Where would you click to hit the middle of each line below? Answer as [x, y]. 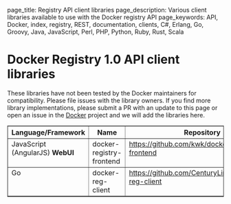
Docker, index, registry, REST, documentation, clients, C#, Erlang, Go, [106, 24]
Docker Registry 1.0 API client [93, 59]
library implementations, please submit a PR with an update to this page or [112, 107]
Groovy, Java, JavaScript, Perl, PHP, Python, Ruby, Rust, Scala [96, 32]
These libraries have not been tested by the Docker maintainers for [102, 93]
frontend [106, 161]
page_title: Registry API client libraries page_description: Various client [107, 10]
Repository [202, 132]
